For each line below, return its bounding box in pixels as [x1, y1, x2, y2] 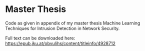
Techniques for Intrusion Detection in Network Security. [5, 25, 120, 31]
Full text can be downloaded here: [5, 35, 75, 41]
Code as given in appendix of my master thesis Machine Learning [5, 20, 140, 26]
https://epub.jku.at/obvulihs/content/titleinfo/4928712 [5, 40, 116, 46]
